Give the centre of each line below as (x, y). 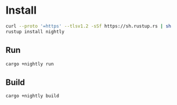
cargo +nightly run (30, 64)
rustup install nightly (35, 31)
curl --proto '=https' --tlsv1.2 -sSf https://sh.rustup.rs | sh (88, 26)
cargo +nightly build (32, 96)
